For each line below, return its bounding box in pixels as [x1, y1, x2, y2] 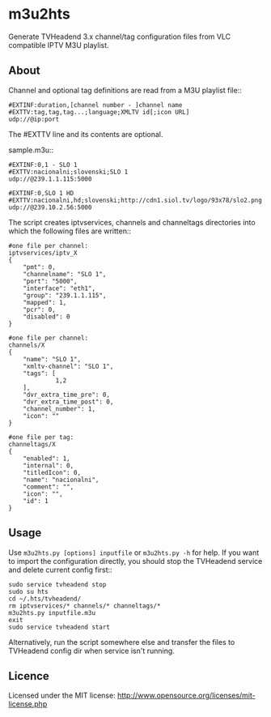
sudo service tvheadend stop [8, 580, 107, 588]
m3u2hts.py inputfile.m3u [8, 608, 95, 617]
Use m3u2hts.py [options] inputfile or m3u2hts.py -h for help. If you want [8, 548, 260, 557]
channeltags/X [8, 440, 57, 448]
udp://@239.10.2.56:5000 [8, 203, 92, 211]
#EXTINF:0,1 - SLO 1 [8, 160, 78, 169]
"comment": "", [23, 483, 74, 491]
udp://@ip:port [8, 115, 60, 123]
